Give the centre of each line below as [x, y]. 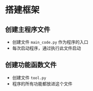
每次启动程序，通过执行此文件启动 [46, 48]
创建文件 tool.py [29, 77]
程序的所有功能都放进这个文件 [42, 84]
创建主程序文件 [28, 29]
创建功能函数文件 [31, 65]
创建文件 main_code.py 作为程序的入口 [50, 42]
